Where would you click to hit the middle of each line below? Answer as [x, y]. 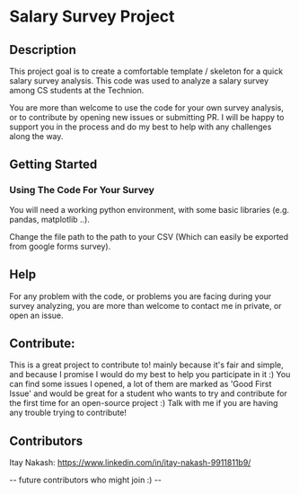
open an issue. [37, 315]
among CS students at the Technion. [77, 90]
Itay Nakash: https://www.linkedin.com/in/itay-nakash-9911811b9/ [130, 463]
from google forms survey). [60, 246]
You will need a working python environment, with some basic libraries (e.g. [149, 209]
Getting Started [53, 165]
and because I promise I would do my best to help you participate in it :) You [150, 375]
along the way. [36, 136]
